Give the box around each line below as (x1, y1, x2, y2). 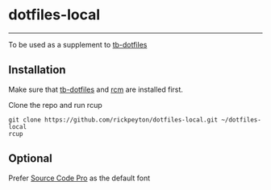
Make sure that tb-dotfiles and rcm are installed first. (8, 85, 184, 94)
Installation (8, 63, 66, 77)
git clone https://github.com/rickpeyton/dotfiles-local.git (8, 115, 219, 124)
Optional (8, 151, 52, 166)
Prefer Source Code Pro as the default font (8, 173, 151, 183)
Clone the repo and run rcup (8, 100, 102, 109)
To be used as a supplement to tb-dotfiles (8, 39, 148, 49)
